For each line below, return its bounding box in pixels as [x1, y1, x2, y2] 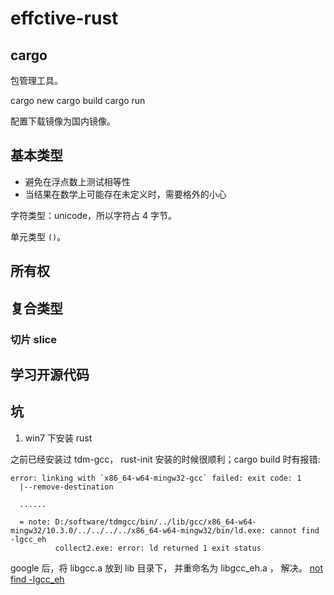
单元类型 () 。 [10, 230, 67, 242]
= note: [19, 517, 52, 527]
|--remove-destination [19, 482, 114, 492]
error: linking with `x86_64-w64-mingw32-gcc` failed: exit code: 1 [10, 473, 302, 483]
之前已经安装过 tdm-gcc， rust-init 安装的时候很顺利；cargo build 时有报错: [10, 453, 321, 465]
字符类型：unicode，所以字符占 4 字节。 [10, 209, 177, 221]
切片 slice [10, 332, 57, 346]
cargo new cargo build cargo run [10, 95, 146, 106]
